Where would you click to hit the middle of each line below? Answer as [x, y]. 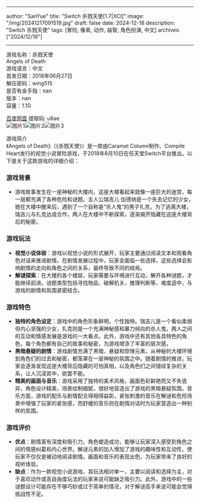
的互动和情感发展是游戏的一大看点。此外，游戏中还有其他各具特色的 [98, 336]
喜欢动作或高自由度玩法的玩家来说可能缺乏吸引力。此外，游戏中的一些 [106, 479]
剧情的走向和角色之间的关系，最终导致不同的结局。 [83, 268]
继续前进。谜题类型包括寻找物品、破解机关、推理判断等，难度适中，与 [106, 283]
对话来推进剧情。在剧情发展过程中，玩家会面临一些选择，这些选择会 [104, 260]
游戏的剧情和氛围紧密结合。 [49, 290]
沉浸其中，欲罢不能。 [62, 373]
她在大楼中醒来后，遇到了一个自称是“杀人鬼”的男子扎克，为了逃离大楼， [103, 207]
